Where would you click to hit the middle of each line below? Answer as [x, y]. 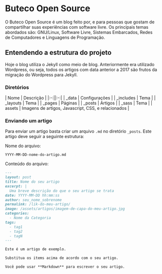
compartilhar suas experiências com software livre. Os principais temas [77, 27]
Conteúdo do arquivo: [27, 164]
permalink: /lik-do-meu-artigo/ [38, 205]
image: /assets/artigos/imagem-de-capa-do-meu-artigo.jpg [65, 209]
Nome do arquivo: [23, 146]
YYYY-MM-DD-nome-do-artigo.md [36, 155]
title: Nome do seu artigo [32, 182]
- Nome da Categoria [30, 218]
